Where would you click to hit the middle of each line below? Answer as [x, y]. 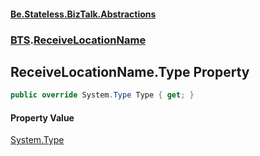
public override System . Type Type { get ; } [102, 95]
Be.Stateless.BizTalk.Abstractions [83, 14]
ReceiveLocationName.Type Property [130, 71]
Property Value [42, 117]
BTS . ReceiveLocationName [78, 40]
